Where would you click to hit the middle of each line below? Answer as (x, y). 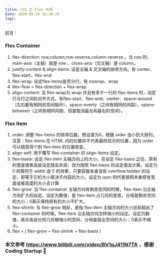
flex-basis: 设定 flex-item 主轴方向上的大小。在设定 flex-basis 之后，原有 (85, 159)
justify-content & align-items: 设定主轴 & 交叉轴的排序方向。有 (74, 69)
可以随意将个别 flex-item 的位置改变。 (50, 146)
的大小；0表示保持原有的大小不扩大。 (49, 201)
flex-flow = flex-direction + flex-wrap (49, 87)
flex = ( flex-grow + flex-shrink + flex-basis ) (57, 231)
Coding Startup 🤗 (26, 251)
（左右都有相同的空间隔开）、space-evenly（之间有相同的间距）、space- (84, 104)
